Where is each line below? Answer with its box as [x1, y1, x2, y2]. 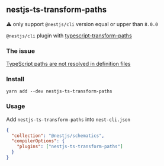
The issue [6, 47, 36, 55]
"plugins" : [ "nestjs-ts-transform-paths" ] [17, 143, 123, 150]
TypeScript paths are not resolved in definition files [6, 60, 131, 68]
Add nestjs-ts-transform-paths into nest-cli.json [6, 116, 131, 123]
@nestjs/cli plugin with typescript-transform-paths [6, 32, 132, 39]
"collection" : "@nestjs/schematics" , [11, 133, 105, 139]
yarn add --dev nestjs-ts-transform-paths [6, 88, 112, 94]
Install [6, 75, 25, 84]
